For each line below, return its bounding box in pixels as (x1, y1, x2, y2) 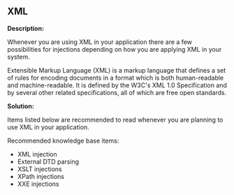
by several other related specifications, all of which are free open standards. (7, 88, 227, 96)
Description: (7, 24, 44, 32)
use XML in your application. (7, 122, 89, 131)
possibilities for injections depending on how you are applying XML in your (7, 45, 222, 53)
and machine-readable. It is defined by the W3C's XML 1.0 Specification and (7, 80, 227, 89)
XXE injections (17, 180, 59, 188)
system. (7, 52, 30, 61)
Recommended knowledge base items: (7, 136, 119, 145)
